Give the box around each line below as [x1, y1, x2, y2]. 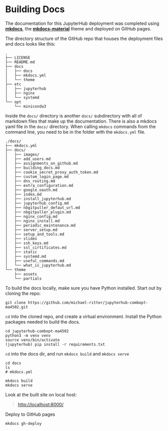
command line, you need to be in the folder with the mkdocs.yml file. [5, 129, 146, 135]
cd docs [5, 361, 22, 366]
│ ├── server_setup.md [5, 227, 58, 232]
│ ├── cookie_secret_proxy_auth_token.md [5, 170, 99, 175]
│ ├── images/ [5, 152, 39, 157]
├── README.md [5, 59, 35, 64]
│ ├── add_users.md [5, 156, 51, 162]
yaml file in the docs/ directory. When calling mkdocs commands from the [5, 123, 156, 130]
